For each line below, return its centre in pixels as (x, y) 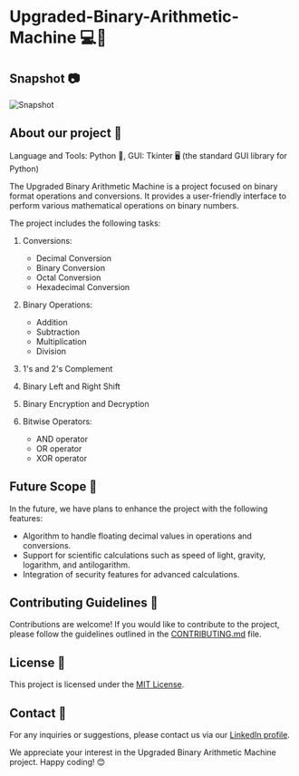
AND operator (62, 439)
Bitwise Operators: (57, 421)
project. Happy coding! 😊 (58, 762)
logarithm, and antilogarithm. (76, 565)
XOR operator (62, 458)
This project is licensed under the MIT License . (97, 684)
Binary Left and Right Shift (71, 386)
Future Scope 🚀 (53, 487)
